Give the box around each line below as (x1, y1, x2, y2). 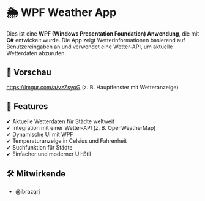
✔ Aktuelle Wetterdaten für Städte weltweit (6, 118, 115, 125)
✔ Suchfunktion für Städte (6, 143, 73, 151)
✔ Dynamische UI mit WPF (6, 131, 73, 138)
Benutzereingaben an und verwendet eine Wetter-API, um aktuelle (6, 43, 173, 50)
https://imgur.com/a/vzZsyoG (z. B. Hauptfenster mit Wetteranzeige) (6, 83, 179, 91)
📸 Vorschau (6, 67, 52, 78)
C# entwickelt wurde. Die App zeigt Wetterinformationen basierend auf (6, 36, 185, 44)
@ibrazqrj (15, 188, 40, 195)
